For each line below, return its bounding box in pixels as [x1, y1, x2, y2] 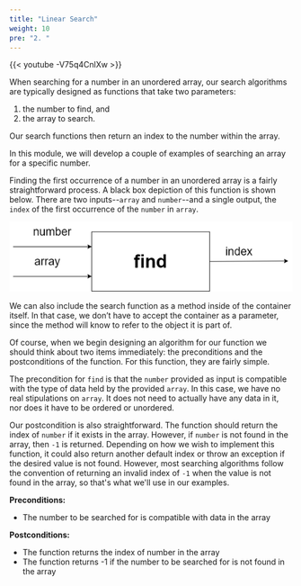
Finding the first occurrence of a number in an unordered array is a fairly [9, 176, 278, 186]
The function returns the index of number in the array [22, 546, 220, 557]
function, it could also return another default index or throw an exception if [9, 448, 286, 459]
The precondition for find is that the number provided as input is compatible [9, 374, 288, 384]
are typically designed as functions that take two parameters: [9, 86, 236, 97]
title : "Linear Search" [9, 14, 99, 23]
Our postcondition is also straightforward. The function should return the [9, 419, 279, 430]
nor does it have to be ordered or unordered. [9, 401, 175, 413]
